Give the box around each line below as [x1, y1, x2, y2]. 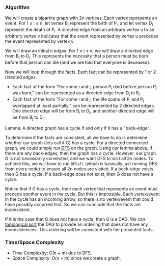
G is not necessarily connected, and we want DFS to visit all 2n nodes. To [5, 155, 154, 161]
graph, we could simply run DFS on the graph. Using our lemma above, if [5, 145, 153, 151]
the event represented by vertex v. [5, 38, 75, 44]
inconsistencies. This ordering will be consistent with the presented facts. [5, 226, 154, 232]
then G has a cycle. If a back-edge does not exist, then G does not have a [5, 171, 154, 177]
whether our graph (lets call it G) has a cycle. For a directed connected [5, 139, 148, 146]
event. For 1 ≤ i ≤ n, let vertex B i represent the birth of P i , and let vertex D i [5, 20, 153, 27]
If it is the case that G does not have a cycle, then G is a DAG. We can [5, 216, 146, 222]
